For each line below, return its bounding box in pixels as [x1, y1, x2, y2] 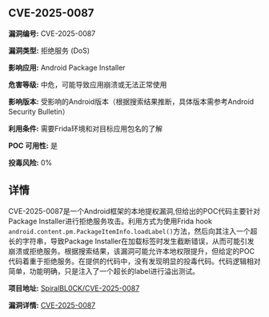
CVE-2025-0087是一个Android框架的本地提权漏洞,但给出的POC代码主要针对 [8, 206, 260, 215]
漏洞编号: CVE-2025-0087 [8, 28, 96, 38]
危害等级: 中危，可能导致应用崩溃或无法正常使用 [8, 79, 167, 89]
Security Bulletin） [8, 106, 70, 116]
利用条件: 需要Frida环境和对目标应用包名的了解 [8, 123, 163, 133]
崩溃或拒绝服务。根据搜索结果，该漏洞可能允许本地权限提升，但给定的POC [8, 246, 255, 255]
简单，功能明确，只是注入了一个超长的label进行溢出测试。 [8, 266, 200, 275]
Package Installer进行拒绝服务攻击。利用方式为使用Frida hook [8, 216, 212, 226]
